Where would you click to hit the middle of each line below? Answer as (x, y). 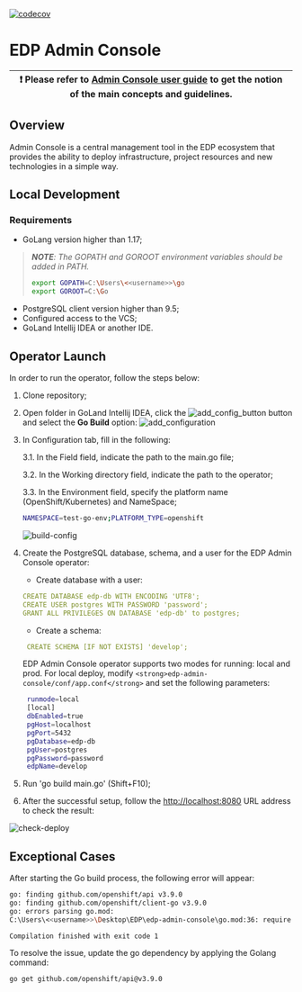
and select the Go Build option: (80, 422)
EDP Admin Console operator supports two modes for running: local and (156, 664)
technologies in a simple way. (64, 166)
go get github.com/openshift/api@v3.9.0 (86, 979)
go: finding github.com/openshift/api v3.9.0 (96, 895)
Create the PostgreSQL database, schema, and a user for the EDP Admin (157, 553)
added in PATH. (60, 266)
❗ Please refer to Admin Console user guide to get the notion (151, 79)
